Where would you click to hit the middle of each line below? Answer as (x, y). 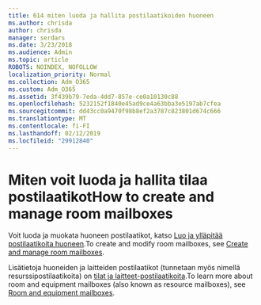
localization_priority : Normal (60, 74)
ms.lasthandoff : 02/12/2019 (55, 133)
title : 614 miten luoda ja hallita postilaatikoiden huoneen (111, 15)
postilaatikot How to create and (112, 197)
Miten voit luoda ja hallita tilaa (108, 180)
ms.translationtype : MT (47, 119)
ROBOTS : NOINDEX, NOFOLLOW (53, 67)
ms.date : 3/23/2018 (40, 45)
